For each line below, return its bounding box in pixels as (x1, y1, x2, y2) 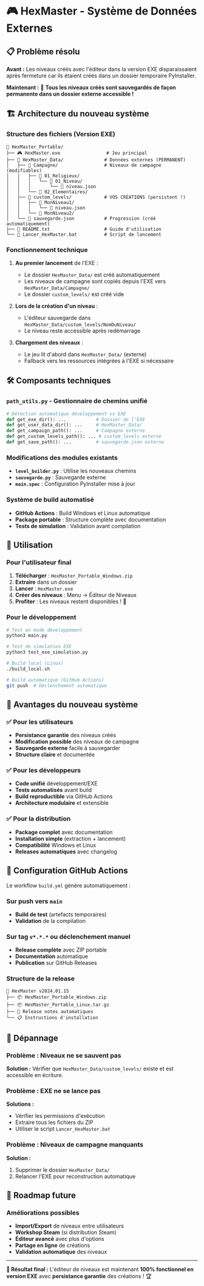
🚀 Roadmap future (6, 1190, 76, 1201)
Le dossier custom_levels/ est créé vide (24, 290, 124, 298)
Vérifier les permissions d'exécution (15, 1112, 105, 1120)
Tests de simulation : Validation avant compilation (15, 522, 141, 529)
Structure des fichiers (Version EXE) (6, 130, 115, 138)
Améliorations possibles (6, 1209, 80, 1217)
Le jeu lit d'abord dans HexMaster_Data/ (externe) (24, 350, 147, 358)
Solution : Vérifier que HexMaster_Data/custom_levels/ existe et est (6, 1065, 174, 1072)
